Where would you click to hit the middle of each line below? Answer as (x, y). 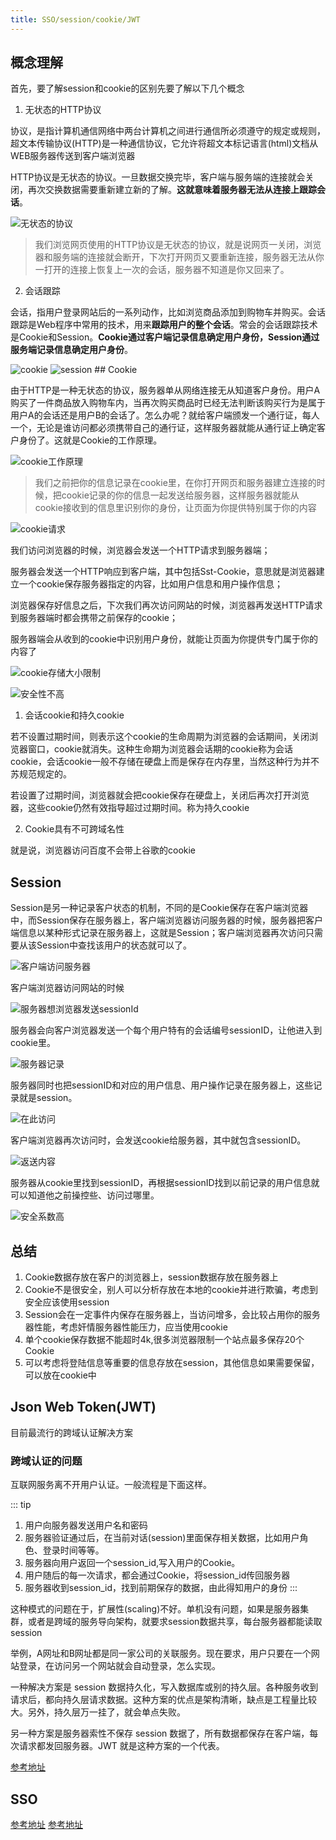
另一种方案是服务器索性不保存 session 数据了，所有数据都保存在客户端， (160, 1733)
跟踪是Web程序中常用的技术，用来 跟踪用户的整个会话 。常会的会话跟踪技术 (164, 325)
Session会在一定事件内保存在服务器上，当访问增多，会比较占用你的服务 (172, 1315)
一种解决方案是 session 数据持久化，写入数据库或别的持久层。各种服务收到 (164, 1687)
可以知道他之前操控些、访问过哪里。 (85, 1195)
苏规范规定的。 (41, 774)
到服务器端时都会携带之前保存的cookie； (94, 618)
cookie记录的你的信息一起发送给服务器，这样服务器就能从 (180, 495)
